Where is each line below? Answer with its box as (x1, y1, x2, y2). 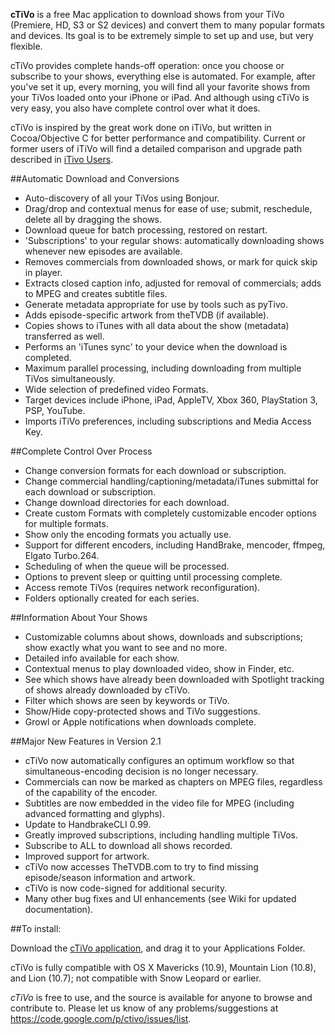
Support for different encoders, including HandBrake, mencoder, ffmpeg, (24, 539, 326, 551)
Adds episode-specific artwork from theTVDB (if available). (24, 309, 270, 321)
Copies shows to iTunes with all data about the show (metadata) (24, 320, 290, 331)
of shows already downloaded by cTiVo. (24, 684, 191, 696)
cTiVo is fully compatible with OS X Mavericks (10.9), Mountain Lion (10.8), (10, 962, 317, 973)
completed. (24, 352, 72, 363)
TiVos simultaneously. (24, 373, 116, 384)
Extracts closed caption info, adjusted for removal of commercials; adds (24, 277, 322, 289)
